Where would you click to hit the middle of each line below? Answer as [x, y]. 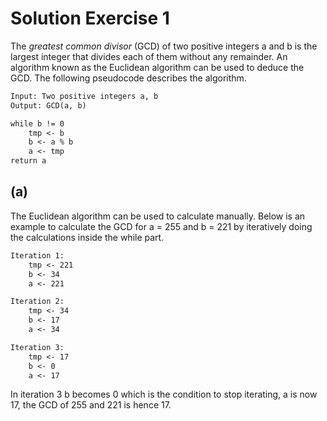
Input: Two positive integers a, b [84, 96]
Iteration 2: [37, 302]
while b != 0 [37, 123]
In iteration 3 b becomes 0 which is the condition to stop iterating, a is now [164, 394]
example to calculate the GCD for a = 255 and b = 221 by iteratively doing [161, 226]
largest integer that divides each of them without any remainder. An [149, 56]
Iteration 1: [37, 255]
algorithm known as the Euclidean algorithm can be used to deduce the [157, 67]
